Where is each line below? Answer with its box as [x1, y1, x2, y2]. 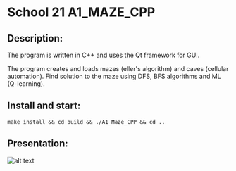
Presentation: [7, 138, 68, 150]
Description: [7, 32, 63, 44]
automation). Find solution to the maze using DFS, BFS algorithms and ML [7, 72, 221, 80]
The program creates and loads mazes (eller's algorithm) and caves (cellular [7, 65, 229, 72]
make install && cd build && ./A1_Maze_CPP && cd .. [7, 118, 166, 125]
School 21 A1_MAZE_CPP [7, 4, 156, 20]
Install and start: [7, 100, 81, 112]
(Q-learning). [7, 80, 45, 88]
